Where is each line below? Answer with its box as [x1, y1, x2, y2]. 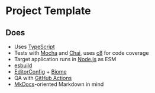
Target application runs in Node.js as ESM [14, 56, 117, 62]
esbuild [14, 62, 33, 69]
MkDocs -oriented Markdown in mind [14, 81, 104, 88]
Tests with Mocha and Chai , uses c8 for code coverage [14, 49, 149, 57]
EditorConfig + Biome [14, 68, 67, 75]
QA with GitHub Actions [14, 75, 72, 81]
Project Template [5, 4, 91, 18]
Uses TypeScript [14, 43, 55, 50]
